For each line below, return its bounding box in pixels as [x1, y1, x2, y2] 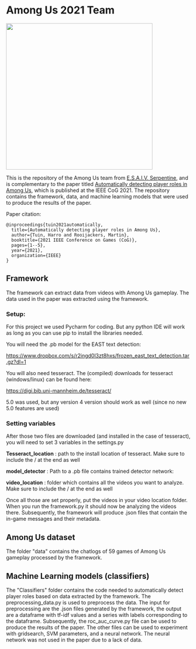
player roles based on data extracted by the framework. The [6, 592, 151, 600]
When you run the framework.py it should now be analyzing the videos [6, 503, 177, 510]
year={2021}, [11, 247, 43, 253]
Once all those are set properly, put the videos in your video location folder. [6, 497, 188, 504]
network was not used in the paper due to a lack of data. [6, 636, 143, 643]
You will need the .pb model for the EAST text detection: [6, 341, 142, 348]
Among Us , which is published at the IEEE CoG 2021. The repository [6, 187, 170, 194]
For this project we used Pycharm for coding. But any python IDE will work [6, 323, 185, 331]
